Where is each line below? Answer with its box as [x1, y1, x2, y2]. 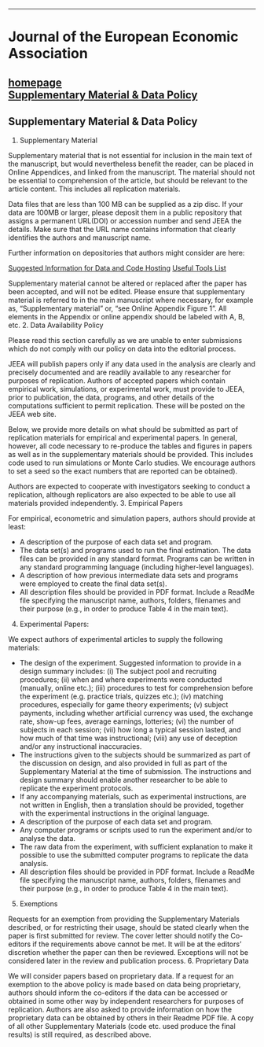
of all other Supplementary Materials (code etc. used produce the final [8, 1022, 236, 1031]
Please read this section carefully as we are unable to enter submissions [8, 336, 242, 345]
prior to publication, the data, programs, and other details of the [8, 393, 214, 402]
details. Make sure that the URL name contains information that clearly [8, 225, 236, 234]
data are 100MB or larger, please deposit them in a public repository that [8, 208, 242, 217]
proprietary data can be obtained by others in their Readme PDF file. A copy [8, 1013, 254, 1023]
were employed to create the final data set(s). [19, 579, 167, 588]
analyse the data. [19, 834, 76, 843]
